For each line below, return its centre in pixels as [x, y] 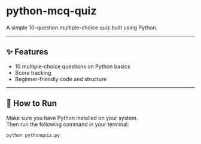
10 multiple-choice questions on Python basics [72, 66]
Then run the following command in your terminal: [68, 124]
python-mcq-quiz [51, 11]
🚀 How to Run [32, 104]
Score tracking [33, 72]
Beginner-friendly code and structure [61, 79]
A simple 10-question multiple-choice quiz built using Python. [82, 27]
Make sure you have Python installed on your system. [72, 118]
